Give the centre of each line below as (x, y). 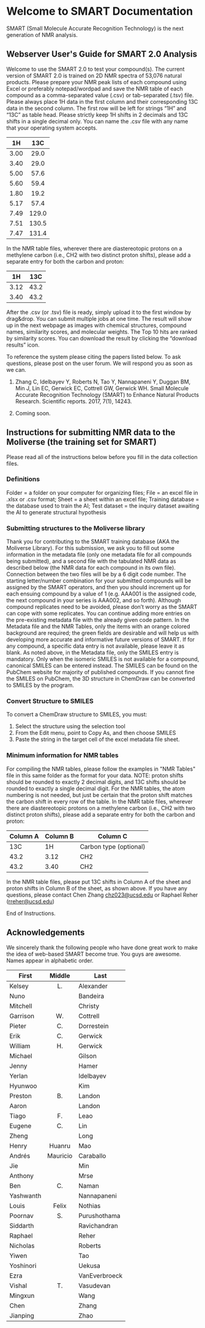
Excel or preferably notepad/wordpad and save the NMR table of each (95, 88)
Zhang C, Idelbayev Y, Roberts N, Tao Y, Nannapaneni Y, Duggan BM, (103, 382)
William (20, 1046)
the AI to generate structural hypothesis (56, 512)
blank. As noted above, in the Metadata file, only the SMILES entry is (93, 653)
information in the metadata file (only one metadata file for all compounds (99, 555)
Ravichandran (98, 1225)
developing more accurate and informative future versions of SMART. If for (101, 640)
